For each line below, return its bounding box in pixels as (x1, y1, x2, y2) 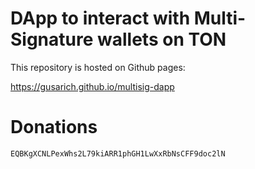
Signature (10, 28, 94, 51)
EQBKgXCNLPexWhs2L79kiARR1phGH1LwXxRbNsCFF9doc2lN (10, 148, 226, 159)
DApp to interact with (10, 7, 191, 30)
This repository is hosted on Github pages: (10, 61, 186, 73)
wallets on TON (97, 28, 227, 51)
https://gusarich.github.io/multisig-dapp (10, 80, 175, 92)
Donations (10, 116, 98, 139)
